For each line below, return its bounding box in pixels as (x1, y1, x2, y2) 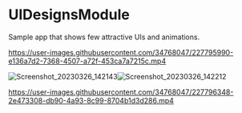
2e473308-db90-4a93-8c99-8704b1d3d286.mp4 (8, 95, 175, 105)
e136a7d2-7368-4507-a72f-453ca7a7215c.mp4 (8, 56, 167, 66)
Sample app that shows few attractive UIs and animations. (8, 32, 200, 42)
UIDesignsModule (8, 6, 130, 24)
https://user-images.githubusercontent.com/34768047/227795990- (8, 47, 234, 57)
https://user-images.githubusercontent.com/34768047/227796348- (8, 87, 234, 97)
